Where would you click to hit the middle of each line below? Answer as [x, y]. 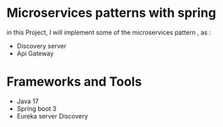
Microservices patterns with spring [111, 13]
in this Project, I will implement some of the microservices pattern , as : [109, 32]
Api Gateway [35, 53]
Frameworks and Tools [74, 82]
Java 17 [28, 101]
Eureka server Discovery [52, 116]
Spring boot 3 [36, 108]
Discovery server [41, 46]
